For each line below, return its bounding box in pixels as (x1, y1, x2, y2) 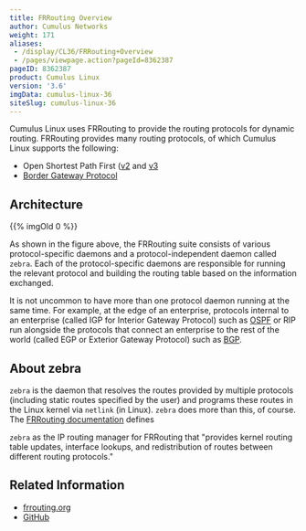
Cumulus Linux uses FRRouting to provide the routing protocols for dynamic (9, 123, 295, 134)
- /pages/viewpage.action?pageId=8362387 (13, 56, 174, 65)
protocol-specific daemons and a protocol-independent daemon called (9, 249, 277, 260)
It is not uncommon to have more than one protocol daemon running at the (9, 295, 290, 306)
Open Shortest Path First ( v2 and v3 (22, 161, 159, 172)
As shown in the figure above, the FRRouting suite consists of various (9, 239, 271, 250)
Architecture (9, 196, 84, 212)
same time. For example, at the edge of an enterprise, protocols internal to (9, 305, 290, 316)
